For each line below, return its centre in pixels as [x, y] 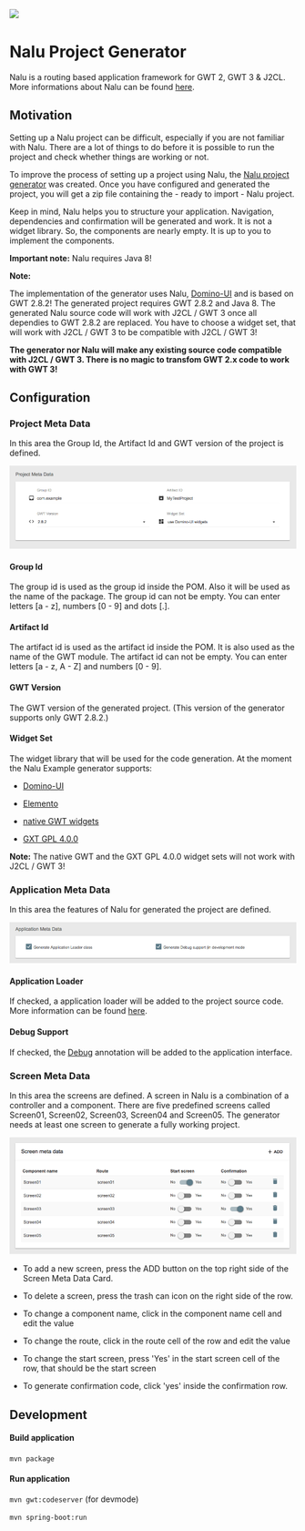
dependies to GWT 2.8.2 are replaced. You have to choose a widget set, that [152, 322]
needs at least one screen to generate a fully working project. [125, 1124]
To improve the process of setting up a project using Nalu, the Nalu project [149, 174]
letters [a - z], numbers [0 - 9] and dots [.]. [90, 607]
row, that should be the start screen [89, 1368]
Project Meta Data [50, 424]
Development [49, 1415]
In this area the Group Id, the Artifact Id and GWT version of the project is [147, 444]
